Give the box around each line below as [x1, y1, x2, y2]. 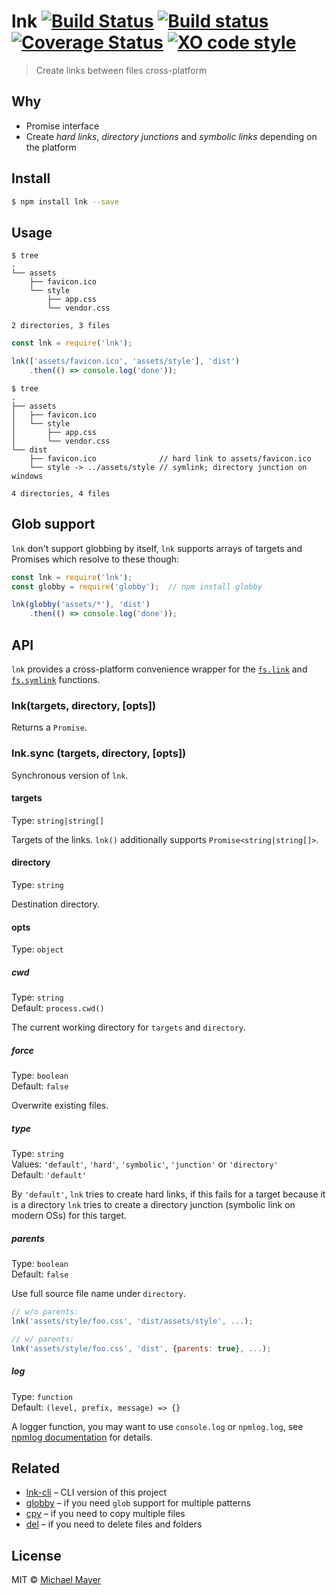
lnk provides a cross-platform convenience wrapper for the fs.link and [11, 663, 308, 675]
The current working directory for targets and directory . [11, 1021, 246, 1034]
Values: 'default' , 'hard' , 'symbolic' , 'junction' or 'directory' [11, 1158, 279, 1170]
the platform [25, 141, 77, 153]
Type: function [11, 1390, 74, 1402]
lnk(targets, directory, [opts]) [11, 698, 157, 712]
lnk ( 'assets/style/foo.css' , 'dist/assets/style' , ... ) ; [11, 1316, 254, 1326]
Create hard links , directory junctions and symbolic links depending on [25, 130, 318, 142]
